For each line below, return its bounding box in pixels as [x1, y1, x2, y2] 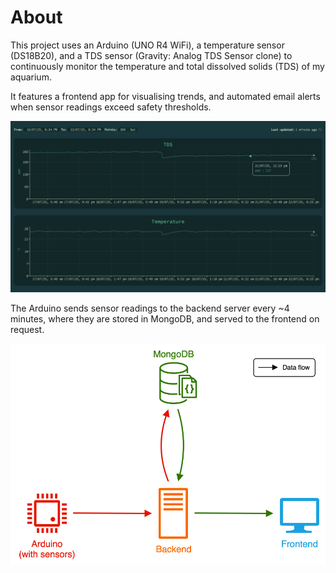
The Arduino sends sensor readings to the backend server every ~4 [10, 302, 290, 314]
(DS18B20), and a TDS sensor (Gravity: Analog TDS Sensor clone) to [10, 49, 293, 61]
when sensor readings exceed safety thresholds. [10, 101, 212, 113]
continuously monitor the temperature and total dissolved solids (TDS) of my [10, 60, 325, 72]
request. [10, 323, 45, 335]
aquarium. [10, 71, 52, 83]
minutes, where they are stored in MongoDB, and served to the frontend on [10, 312, 320, 325]
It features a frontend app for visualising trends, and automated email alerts [10, 90, 321, 102]
